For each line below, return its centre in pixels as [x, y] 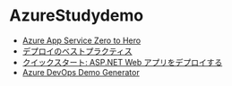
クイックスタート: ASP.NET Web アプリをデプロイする [122, 62]
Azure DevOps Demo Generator [81, 72]
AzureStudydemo [77, 16]
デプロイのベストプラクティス [77, 51]
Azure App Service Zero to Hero [82, 40]
